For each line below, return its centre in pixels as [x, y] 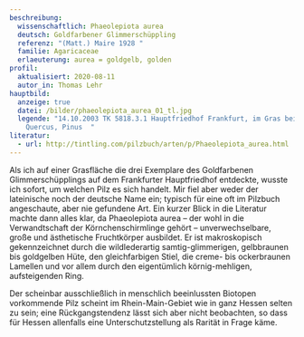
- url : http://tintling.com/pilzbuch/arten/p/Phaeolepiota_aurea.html [153, 144]
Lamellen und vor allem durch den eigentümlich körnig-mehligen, [131, 266]
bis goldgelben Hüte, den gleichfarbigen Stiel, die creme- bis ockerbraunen [150, 256]
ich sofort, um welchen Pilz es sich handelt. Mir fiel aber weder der [134, 189]
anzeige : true [44, 102]
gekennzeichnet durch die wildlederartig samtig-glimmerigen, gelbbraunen [149, 246]
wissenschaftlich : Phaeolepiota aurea [91, 26]
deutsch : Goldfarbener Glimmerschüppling [97, 34]
